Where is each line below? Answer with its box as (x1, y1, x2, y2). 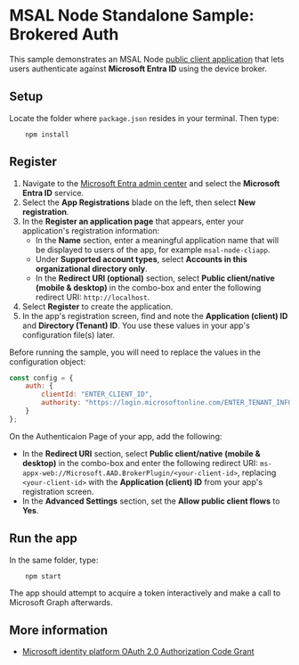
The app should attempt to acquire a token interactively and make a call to (9, 587, 281, 598)
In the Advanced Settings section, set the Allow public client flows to (21, 496, 280, 506)
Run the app (9, 531, 77, 546)
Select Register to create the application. (21, 300, 174, 312)
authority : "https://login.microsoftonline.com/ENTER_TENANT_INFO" (41, 398, 296, 407)
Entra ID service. (21, 187, 85, 198)
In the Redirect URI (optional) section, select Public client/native (35, 273, 276, 283)
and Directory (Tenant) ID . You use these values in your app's (21, 320, 251, 331)
